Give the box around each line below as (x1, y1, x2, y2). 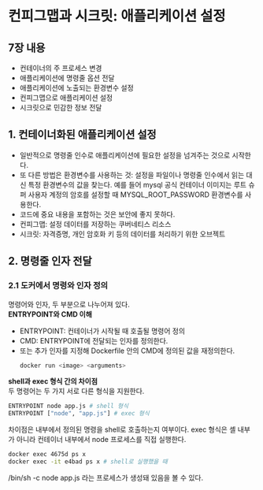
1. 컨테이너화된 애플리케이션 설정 (8, 128, 157, 142)
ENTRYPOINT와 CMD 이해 (8, 309, 93, 319)
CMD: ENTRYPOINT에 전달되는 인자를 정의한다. (19, 336, 169, 345)
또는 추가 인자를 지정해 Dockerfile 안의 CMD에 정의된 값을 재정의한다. (19, 346, 235, 355)
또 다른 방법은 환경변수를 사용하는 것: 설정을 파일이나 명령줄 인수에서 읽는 (19, 170, 245, 180)
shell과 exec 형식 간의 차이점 (8, 377, 98, 386)
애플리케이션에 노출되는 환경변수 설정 (19, 84, 134, 92)
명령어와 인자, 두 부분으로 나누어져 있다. (8, 299, 130, 309)
